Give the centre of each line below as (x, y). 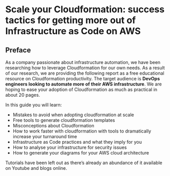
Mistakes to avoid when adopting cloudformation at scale (73, 115)
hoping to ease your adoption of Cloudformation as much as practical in (81, 90)
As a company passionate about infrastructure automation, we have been (83, 62)
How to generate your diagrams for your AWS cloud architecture (81, 153)
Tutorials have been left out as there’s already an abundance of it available (84, 163)
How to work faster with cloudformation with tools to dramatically (82, 131)
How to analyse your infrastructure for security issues (70, 147)
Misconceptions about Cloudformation (53, 126)
